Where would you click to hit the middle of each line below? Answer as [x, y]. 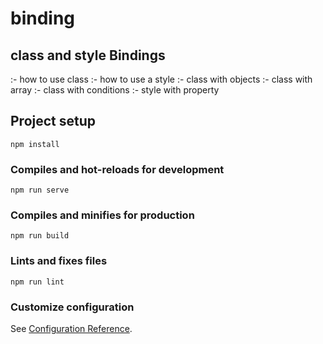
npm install [35, 144]
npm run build [40, 236]
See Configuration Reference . [71, 328]
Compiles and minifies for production [102, 215]
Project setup [53, 121]
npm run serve [40, 190]
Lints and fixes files [59, 261]
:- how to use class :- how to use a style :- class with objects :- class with [161, 79]
